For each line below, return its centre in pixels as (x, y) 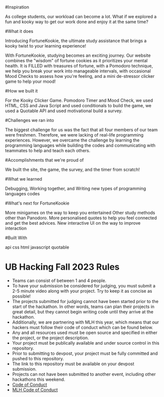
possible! (21, 296)
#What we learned (24, 179)
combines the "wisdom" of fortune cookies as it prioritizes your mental (76, 60)
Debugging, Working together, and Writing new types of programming (76, 188)
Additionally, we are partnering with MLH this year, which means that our (85, 322)
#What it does (19, 31)
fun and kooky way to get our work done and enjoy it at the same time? (77, 22)
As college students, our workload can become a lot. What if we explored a (81, 16)
